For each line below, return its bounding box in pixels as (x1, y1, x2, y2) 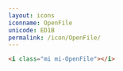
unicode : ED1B (8, 26, 56, 34)
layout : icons (8, 11, 56, 20)
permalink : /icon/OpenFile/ (8, 33, 102, 42)
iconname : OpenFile (8, 19, 73, 27)
